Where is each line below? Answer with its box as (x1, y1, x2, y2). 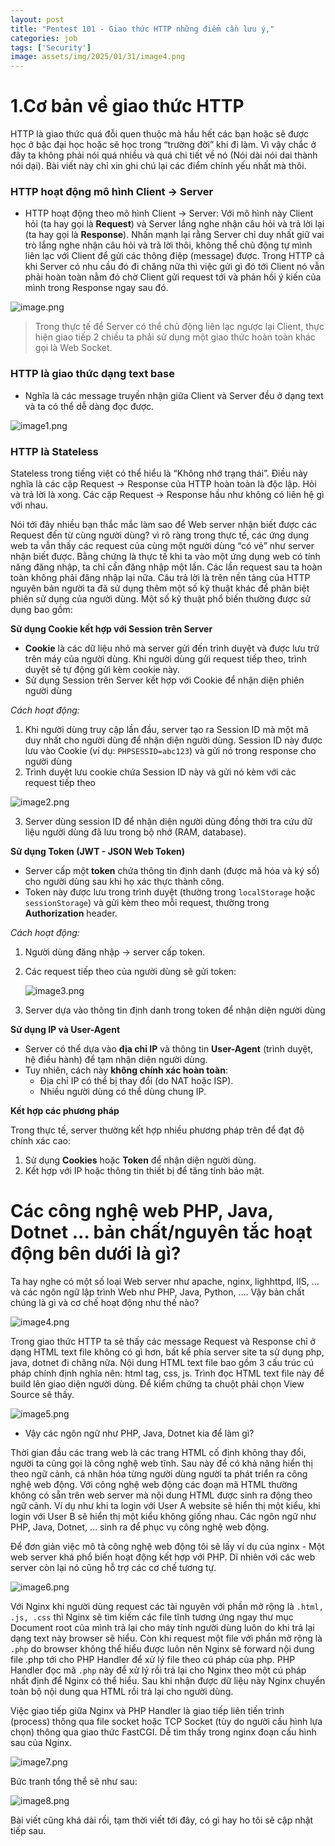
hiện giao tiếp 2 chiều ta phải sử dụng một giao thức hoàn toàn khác (34, 331, 316, 343)
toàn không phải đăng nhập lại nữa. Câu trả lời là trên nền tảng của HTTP (10, 571, 311, 583)
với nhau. (10, 499, 48, 511)
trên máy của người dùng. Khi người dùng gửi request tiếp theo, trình (24, 652, 308, 665)
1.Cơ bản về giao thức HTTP (10, 95, 245, 118)
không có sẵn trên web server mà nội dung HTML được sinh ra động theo (10, 1489, 313, 1501)
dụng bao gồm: (10, 603, 73, 615)
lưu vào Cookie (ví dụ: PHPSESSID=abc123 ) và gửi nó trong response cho (24, 744, 317, 756)
